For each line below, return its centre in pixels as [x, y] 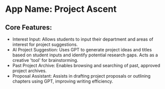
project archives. [29, 71]
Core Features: [28, 27]
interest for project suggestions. [45, 44]
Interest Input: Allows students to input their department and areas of [83, 39]
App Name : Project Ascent [61, 9]
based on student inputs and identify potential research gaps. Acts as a [85, 55]
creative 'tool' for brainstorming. [45, 60]
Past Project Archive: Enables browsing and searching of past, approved [86, 66]
